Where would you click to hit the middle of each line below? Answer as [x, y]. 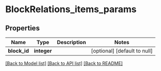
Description [71, 42]
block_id [18, 51]
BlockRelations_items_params [71, 9]
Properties [23, 28]
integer [43, 51]
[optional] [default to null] [122, 51]
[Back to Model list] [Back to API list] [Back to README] [64, 63]
